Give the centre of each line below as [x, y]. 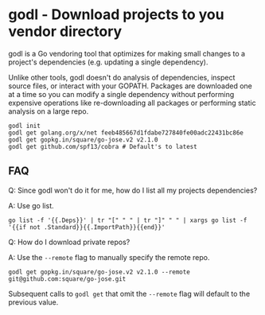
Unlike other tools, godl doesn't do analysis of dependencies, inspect [122, 77]
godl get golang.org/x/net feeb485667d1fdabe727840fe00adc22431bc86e [126, 133]
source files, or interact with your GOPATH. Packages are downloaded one [130, 86]
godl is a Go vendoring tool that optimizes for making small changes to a [127, 53]
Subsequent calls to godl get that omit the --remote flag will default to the [129, 294]
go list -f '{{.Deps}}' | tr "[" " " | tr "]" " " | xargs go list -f [128, 220]
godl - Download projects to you [116, 15]
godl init [25, 126]
